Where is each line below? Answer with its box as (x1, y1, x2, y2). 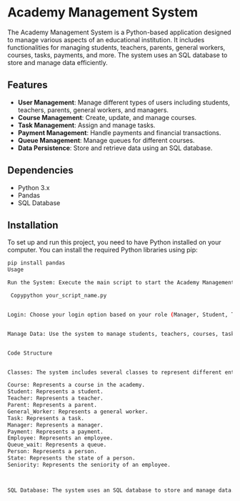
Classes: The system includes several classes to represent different (7, 369, 222, 376)
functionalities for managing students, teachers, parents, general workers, (7, 43, 226, 51)
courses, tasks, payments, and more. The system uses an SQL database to (7, 51, 228, 59)
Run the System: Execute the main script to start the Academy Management (7, 279, 235, 287)
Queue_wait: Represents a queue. (7, 441, 107, 449)
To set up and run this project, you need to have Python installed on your (7, 238, 221, 247)
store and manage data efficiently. (7, 58, 109, 66)
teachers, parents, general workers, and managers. (17, 105, 169, 114)
